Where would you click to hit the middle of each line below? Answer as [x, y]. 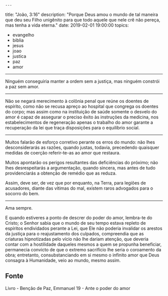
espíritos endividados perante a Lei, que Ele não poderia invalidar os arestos [84, 228]
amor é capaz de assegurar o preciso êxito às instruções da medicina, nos [82, 117]
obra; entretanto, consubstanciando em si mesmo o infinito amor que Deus [82, 255]
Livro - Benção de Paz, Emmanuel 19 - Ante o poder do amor [68, 288]
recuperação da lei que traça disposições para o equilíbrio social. [72, 128]
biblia [18, 40]
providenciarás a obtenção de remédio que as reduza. [61, 173]
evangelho [23, 35]
